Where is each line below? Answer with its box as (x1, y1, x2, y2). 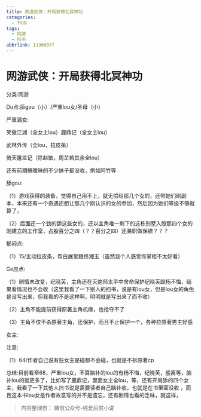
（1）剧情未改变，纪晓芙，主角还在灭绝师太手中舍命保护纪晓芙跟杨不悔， (6, 278, 187, 285)
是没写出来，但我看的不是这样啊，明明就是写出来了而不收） (6, 293, 153, 300)
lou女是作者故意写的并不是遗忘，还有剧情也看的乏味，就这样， (26, 391, 182, 398)
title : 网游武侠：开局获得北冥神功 (6, 8, 83, 15)
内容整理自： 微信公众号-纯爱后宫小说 (20, 404, 115, 411)
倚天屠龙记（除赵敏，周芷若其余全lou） (6, 154, 103, 161)
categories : (6, 14, 36, 20)
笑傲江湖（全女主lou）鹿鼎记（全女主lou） (6, 128, 111, 136)
